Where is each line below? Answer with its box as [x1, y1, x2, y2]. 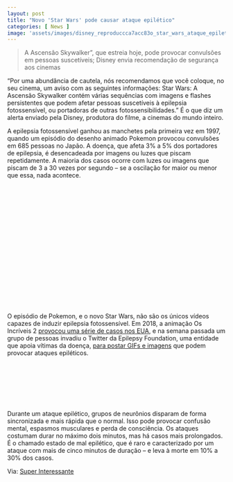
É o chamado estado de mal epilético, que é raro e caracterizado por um [7, 439, 214, 447]
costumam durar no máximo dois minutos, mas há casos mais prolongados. [7, 431, 223, 440]
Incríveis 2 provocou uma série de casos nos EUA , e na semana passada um [7, 327, 225, 335]
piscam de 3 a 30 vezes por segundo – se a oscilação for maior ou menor [7, 164, 217, 172]
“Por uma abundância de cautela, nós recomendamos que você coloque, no [7, 77, 225, 85]
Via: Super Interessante [7, 467, 74, 476]
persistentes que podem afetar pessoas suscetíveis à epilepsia [7, 98, 187, 107]
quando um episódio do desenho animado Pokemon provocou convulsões [7, 135, 220, 143]
